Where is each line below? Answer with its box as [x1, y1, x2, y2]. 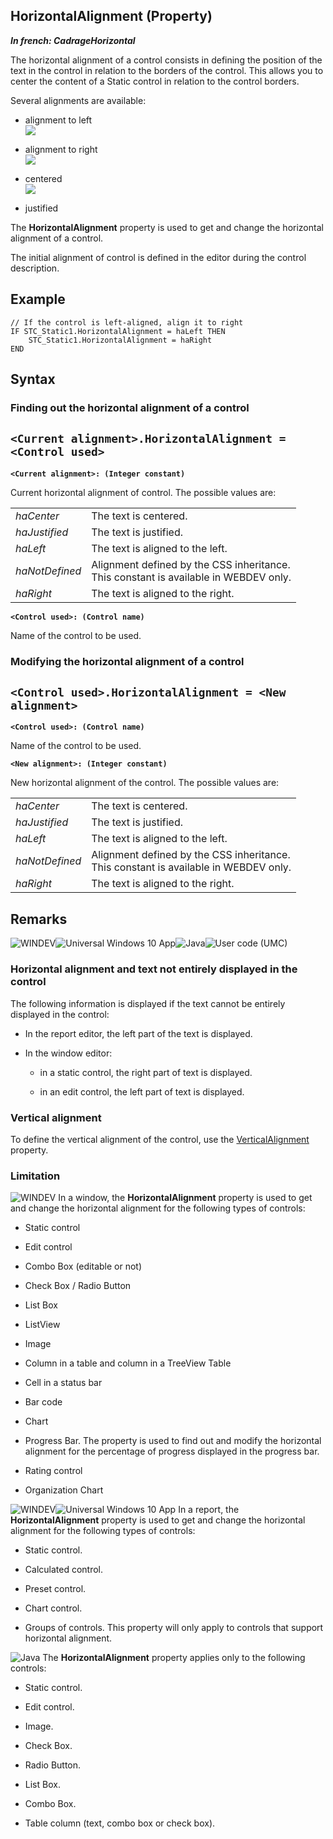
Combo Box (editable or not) [24, 1260, 143, 1273]
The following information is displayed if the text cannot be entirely [10, 997, 286, 1009]
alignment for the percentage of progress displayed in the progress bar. [24, 1445, 320, 1458]
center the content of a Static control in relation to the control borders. [10, 75, 300, 87]
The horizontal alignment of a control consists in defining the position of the [10, 54, 323, 66]
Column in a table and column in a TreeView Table [24, 1357, 232, 1369]
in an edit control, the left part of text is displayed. [39, 1085, 245, 1098]
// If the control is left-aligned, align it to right [10, 317, 244, 328]
